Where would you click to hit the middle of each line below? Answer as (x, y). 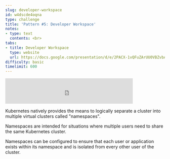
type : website (25, 52)
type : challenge (22, 19)
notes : (12, 29)
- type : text (19, 34)
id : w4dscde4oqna (24, 15)
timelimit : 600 (21, 67)
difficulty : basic (25, 62)
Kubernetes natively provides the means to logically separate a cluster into (83, 111)
